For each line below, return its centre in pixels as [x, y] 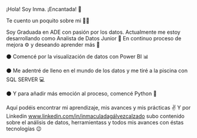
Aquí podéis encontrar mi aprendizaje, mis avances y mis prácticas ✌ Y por [98, 107]
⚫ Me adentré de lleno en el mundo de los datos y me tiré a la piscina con [97, 70]
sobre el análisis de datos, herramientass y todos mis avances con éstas [95, 122]
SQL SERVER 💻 [26, 79]
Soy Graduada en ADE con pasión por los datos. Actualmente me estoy [93, 32]
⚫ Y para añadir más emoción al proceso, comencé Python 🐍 [82, 94]
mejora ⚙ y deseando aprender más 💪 [53, 45]
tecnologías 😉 [24, 129]
